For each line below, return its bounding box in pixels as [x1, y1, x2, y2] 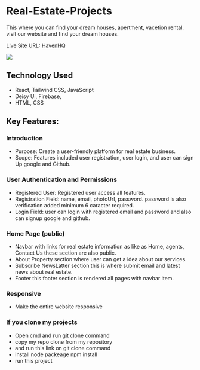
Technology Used [6, 71, 73, 81]
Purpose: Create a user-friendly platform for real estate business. [14, 148, 176, 155]
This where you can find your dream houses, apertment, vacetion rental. [6, 24, 184, 31]
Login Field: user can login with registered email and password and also [14, 208, 192, 215]
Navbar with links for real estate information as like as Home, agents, [14, 243, 184, 250]
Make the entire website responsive [14, 303, 103, 310]
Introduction [6, 134, 43, 143]
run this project [14, 357, 53, 364]
